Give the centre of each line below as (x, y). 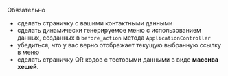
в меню (28, 52)
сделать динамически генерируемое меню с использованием (109, 30)
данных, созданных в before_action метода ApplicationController (114, 38)
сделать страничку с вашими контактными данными (95, 23)
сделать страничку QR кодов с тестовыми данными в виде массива (117, 60)
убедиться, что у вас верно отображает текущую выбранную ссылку (119, 45)
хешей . (28, 67)
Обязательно (26, 10)
